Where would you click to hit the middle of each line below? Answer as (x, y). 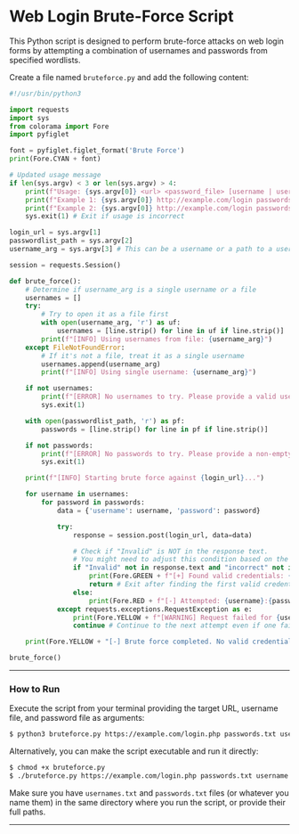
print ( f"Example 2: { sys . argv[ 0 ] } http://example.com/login (139, 208)
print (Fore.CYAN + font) (55, 159)
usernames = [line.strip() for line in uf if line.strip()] (170, 331)
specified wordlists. (45, 60)
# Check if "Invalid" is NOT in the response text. (170, 551)
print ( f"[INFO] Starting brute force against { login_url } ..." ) (145, 478)
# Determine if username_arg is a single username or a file (141, 290)
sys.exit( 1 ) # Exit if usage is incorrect (105, 217)
